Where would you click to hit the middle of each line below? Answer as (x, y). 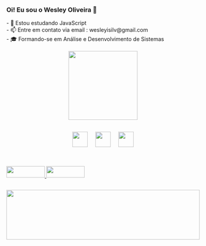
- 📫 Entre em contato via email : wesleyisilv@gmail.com (77, 30)
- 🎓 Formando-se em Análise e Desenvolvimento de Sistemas (85, 39)
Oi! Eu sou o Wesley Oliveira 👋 (51, 10)
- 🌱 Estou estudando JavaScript (47, 23)
